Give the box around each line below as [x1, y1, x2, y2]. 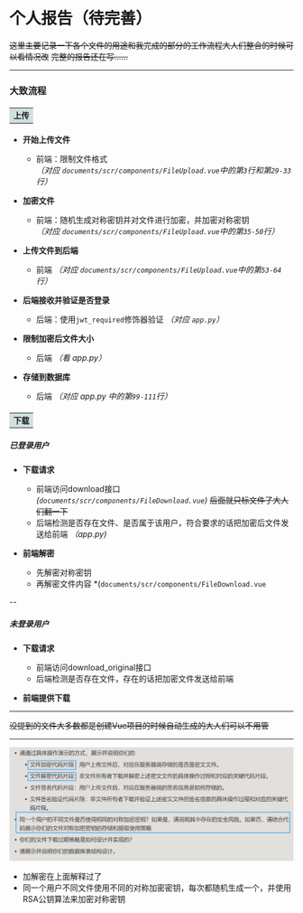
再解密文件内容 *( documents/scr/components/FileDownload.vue [35, 579, 267, 589]
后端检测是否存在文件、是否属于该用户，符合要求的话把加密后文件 [35, 517, 281, 529]
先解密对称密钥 [35, 567, 92, 579]
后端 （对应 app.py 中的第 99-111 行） [35, 391, 173, 402]
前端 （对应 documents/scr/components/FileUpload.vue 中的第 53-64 [35, 264, 282, 276]
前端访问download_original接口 [35, 662, 151, 673]
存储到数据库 [22, 372, 70, 382]
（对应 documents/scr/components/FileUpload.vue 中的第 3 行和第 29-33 [35, 165, 291, 176]
